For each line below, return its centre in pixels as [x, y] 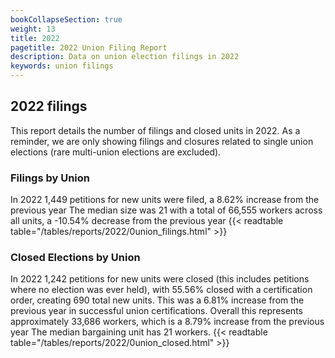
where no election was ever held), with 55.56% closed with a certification [161, 290]
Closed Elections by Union [75, 258]
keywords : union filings [62, 66]
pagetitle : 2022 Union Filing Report [89, 47]
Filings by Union [50, 178]
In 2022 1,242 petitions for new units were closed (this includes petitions [160, 279]
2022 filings [49, 106]
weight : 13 [33, 29]
